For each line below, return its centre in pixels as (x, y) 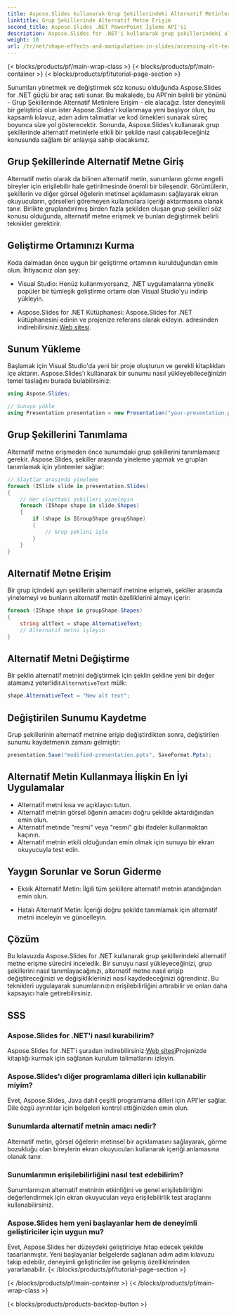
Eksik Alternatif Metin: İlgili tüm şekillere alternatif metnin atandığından (119, 889)
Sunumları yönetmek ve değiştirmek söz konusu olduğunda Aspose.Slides (114, 87)
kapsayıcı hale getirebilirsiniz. (50, 993)
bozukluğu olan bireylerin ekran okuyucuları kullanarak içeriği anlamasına (113, 1149)
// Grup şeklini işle (77, 532)
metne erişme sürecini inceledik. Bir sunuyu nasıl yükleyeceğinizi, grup (110, 964)
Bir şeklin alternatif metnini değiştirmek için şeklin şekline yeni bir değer (111, 676)
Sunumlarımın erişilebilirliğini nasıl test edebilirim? (96, 1175)
